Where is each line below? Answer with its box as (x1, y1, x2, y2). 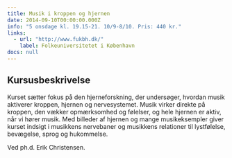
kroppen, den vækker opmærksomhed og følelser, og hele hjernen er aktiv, (7, 107, 222, 116)
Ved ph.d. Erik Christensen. (7, 143, 85, 151)
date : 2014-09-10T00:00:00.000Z (7, 17, 101, 24)
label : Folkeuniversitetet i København (19, 42, 135, 49)
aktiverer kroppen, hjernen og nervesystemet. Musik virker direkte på (7, 100, 206, 108)
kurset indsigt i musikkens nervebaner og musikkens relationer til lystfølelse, (7, 122, 226, 130)
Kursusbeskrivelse (7, 74, 91, 87)
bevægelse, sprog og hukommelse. (7, 130, 108, 138)
